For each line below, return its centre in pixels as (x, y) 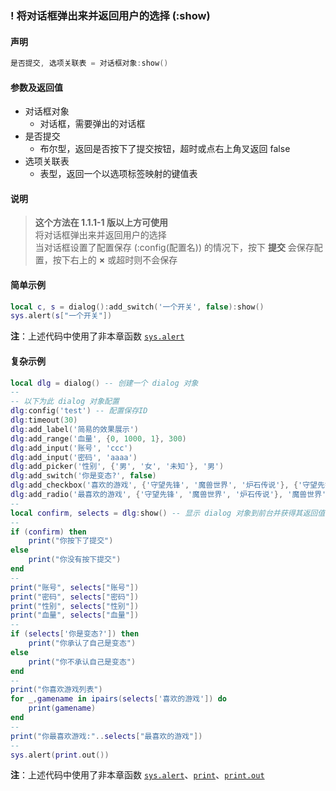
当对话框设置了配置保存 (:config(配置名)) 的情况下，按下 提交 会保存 (174, 248)
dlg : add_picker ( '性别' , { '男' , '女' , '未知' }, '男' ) (117, 467)
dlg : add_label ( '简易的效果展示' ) (74, 429)
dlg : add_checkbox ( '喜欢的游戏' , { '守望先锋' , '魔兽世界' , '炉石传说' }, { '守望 (164, 485)
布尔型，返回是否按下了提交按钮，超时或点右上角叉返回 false (165, 149)
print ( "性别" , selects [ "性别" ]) (75, 606)
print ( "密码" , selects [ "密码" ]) (75, 597)
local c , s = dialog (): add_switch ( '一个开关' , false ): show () (137, 307)
